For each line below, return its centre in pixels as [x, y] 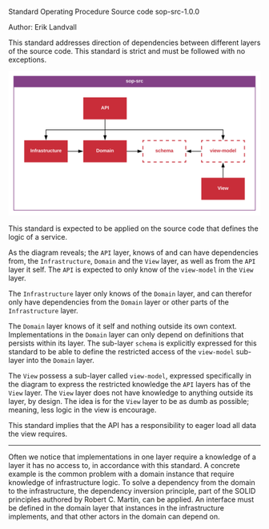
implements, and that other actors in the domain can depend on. [114, 517]
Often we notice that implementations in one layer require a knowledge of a [132, 457]
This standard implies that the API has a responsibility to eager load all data [132, 426]
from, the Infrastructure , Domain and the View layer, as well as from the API [132, 261]
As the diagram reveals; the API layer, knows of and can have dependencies [133, 252]
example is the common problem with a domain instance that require [121, 474]
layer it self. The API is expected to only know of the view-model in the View [131, 270]
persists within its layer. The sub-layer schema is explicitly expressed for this [133, 343]
